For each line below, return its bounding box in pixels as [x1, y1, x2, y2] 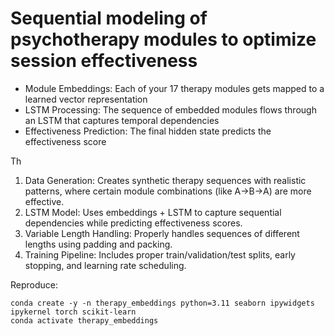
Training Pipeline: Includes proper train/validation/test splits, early [24, 248, 296, 261]
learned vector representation [24, 93, 148, 105]
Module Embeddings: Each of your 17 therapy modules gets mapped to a [24, 82, 325, 94]
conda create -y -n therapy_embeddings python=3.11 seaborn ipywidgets [10, 298, 315, 308]
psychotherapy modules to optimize [10, 28, 317, 51]
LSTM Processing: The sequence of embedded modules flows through [24, 103, 317, 116]
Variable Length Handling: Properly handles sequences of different [24, 227, 300, 239]
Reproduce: [10, 278, 59, 291]
